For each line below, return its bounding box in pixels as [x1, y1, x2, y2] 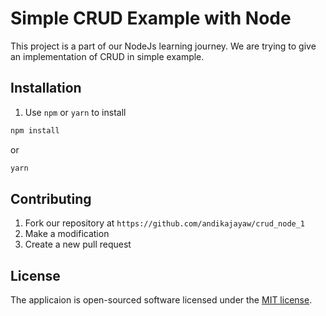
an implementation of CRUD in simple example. [10, 50, 205, 62]
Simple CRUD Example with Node [10, 7, 292, 30]
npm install [10, 125, 60, 136]
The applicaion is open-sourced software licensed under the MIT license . [10, 294, 313, 306]
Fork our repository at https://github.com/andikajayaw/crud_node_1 [24, 217, 306, 229]
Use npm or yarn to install [24, 106, 127, 118]
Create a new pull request [24, 238, 132, 251]
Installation [10, 80, 82, 97]
